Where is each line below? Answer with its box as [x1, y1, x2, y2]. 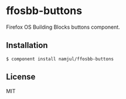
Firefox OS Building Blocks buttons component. [6, 23, 120, 30]
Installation [6, 40, 48, 50]
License [6, 72, 36, 82]
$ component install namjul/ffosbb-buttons [6, 56, 114, 62]
